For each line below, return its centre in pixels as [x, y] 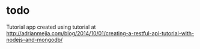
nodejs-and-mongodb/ [35, 39]
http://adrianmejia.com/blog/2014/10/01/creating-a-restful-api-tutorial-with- [100, 33]
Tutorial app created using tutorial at [51, 27]
